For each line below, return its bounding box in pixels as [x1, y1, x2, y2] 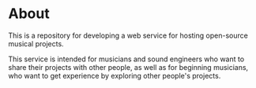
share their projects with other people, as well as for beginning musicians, [8, 62, 249, 71]
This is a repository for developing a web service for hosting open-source [8, 31, 249, 40]
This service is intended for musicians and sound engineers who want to [8, 54, 245, 64]
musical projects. [8, 38, 65, 48]
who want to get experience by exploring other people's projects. [8, 71, 221, 80]
